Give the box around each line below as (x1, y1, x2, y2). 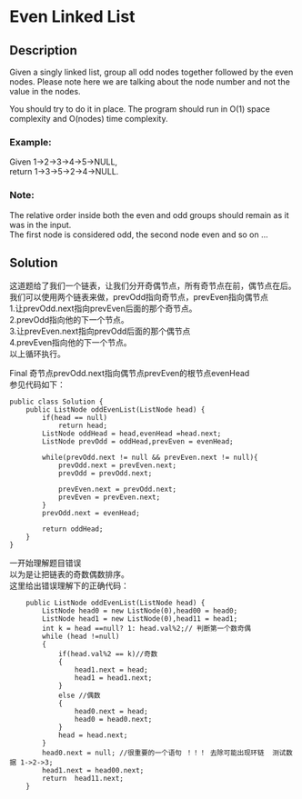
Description (9, 43, 77, 58)
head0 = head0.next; (74, 715, 153, 724)
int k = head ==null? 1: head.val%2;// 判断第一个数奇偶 (42, 624, 252, 634)
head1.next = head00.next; (42, 766, 145, 775)
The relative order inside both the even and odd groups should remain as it (9, 209, 289, 220)
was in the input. (9, 219, 72, 230)
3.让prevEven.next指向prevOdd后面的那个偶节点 (9, 325, 191, 337)
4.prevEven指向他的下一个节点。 (9, 337, 132, 348)
